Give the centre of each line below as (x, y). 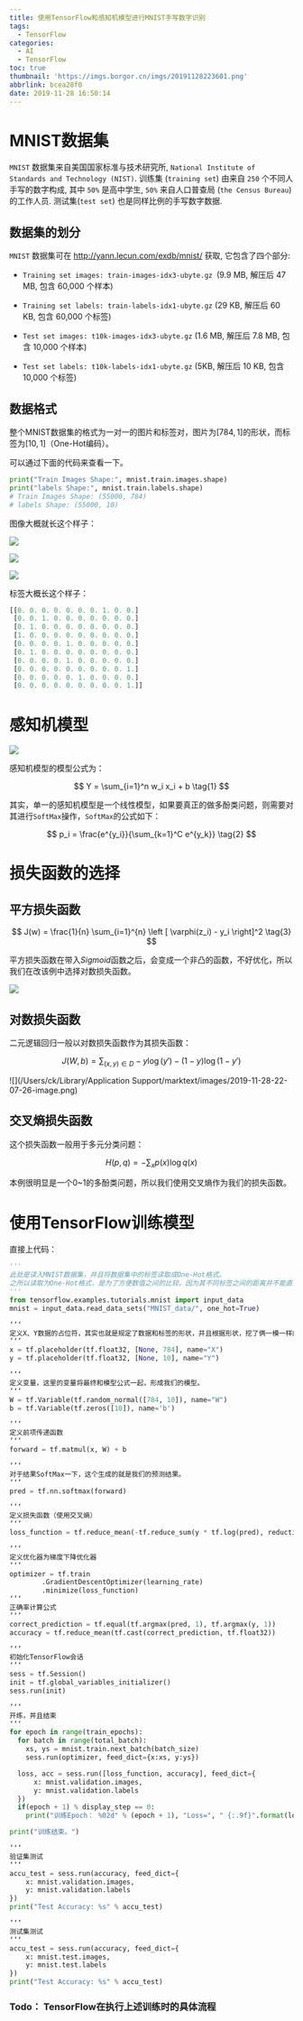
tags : (19, 26)
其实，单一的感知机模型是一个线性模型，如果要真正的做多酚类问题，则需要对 (151, 805)
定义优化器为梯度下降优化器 (53, 1557)
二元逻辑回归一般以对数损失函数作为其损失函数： (100, 1043)
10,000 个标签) (50, 378)
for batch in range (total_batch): (82, 1741)
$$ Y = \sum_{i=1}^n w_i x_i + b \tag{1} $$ (151, 787)
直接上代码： (33, 1250)
